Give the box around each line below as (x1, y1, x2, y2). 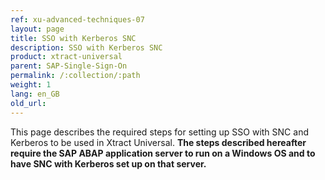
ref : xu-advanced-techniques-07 (10, 14, 145, 25)
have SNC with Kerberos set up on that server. (10, 157, 207, 170)
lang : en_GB (10, 89, 60, 99)
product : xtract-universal (10, 52, 123, 62)
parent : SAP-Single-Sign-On (10, 61, 128, 71)
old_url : (10, 98, 47, 108)
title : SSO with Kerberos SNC (10, 33, 137, 43)
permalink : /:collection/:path (10, 71, 141, 81)
